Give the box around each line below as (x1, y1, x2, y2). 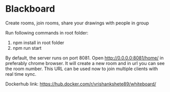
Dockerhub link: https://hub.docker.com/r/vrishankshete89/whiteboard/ (5, 81, 156, 87)
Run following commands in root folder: (5, 29, 89, 36)
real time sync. (5, 71, 37, 77)
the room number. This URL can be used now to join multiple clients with (5, 66, 158, 72)
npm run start (12, 45, 42, 51)
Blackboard (5, 3, 55, 15)
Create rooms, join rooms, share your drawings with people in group (5, 20, 150, 26)
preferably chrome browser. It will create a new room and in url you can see (5, 60, 165, 66)
